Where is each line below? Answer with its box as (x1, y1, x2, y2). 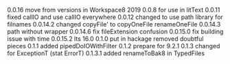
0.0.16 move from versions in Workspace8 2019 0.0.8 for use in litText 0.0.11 (7, 6, 220, 14)
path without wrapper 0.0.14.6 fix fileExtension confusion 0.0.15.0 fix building (7, 27, 224, 35)
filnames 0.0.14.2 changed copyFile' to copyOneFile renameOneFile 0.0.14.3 (7, 20, 221, 28)
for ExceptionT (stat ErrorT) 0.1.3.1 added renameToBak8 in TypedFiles (7, 49, 205, 57)
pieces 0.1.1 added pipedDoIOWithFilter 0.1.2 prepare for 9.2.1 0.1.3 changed (7, 42, 220, 50)
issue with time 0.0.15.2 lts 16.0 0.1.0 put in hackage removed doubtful (7, 35, 204, 43)
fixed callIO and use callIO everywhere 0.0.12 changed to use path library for (7, 13, 223, 21)
